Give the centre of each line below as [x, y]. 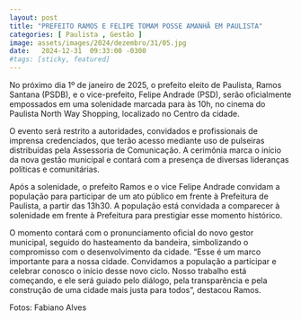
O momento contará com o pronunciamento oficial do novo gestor [132, 233]
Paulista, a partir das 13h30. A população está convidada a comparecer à [145, 206]
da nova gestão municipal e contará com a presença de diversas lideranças [149, 160]
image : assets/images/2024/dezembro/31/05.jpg [98, 43]
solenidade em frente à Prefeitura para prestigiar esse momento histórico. [146, 215]
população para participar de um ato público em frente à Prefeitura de [139, 196]
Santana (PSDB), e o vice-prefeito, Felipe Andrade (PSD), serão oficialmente [150, 94]
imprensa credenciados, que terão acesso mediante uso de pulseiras [137, 141]
